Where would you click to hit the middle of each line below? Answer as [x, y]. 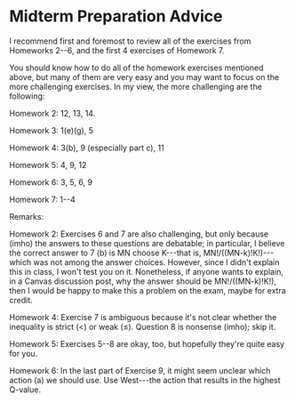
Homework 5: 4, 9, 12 [48, 165]
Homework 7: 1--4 [42, 199]
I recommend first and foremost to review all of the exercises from [130, 41]
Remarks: [27, 216]
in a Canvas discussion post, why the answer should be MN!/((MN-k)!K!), [143, 281]
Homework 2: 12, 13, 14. [52, 113]
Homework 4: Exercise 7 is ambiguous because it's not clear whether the [143, 317]
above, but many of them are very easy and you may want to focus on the [144, 76]
